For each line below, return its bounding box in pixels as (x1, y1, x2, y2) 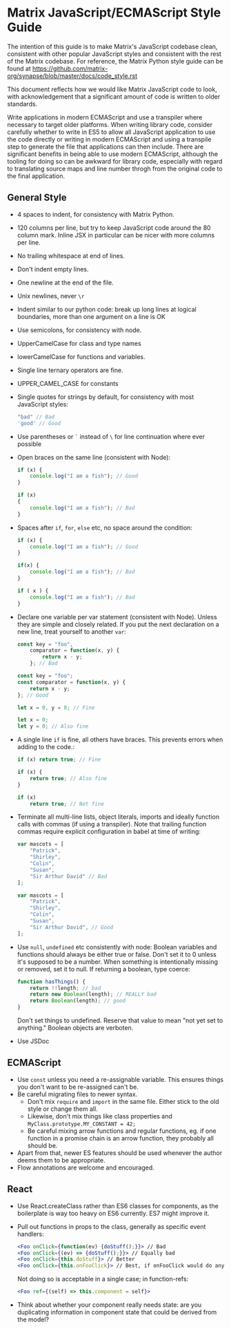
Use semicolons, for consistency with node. (17, 326, 142, 334)
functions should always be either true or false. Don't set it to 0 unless (17, 950, 217, 958)
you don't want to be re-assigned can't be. (17, 1083, 139, 1091)
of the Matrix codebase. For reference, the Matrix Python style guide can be (7, 57, 223, 65)
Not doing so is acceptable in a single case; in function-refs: (17, 1275, 189, 1283)
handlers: (17, 1230, 45, 1238)
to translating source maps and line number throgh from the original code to (7, 164, 223, 173)
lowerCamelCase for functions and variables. (17, 352, 146, 360)
